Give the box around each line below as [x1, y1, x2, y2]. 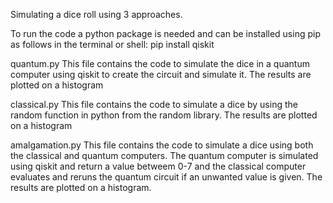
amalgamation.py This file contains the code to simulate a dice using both [10, 139, 314, 151]
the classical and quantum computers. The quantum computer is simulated [10, 150, 319, 161]
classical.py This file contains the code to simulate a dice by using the [10, 99, 298, 110]
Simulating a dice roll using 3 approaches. [10, 9, 183, 20]
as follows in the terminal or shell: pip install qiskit [10, 39, 215, 50]
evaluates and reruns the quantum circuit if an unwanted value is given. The [10, 171, 323, 183]
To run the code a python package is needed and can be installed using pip [10, 28, 321, 39]
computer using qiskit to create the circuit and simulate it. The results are [10, 69, 312, 80]
